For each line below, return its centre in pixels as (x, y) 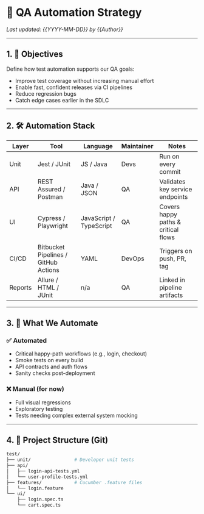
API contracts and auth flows (51, 367)
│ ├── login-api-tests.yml (43, 471)
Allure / (48, 280)
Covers (170, 207)
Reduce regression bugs (46, 93)
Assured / (51, 189)
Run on (169, 156)
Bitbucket (51, 247)
